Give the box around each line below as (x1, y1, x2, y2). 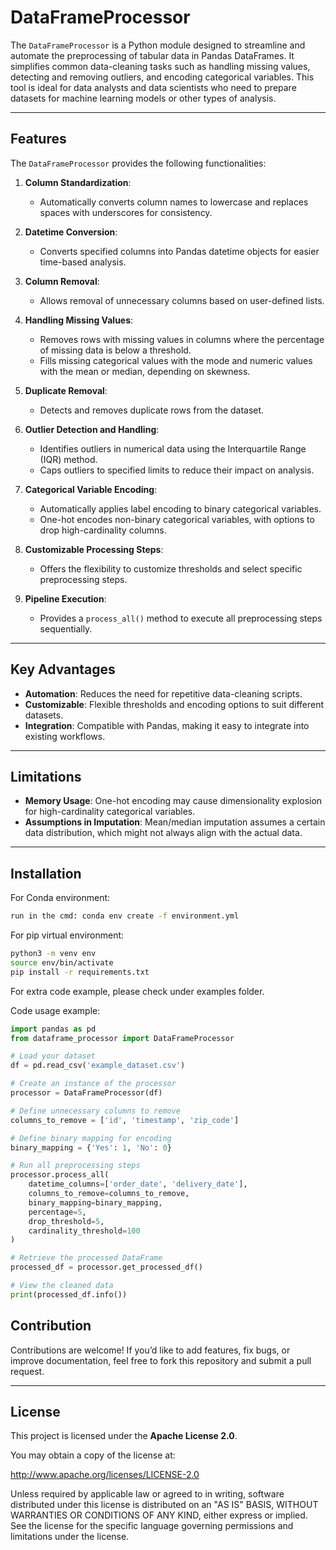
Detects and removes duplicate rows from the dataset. (39, 404, 265, 416)
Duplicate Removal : (24, 384, 108, 396)
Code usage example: (10, 1004, 101, 1016)
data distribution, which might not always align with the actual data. (24, 827, 303, 839)
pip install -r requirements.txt (10, 967, 150, 977)
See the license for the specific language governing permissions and (10, 1520, 294, 1532)
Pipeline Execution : (24, 592, 107, 605)
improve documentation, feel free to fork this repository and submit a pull (10, 1354, 312, 1366)
